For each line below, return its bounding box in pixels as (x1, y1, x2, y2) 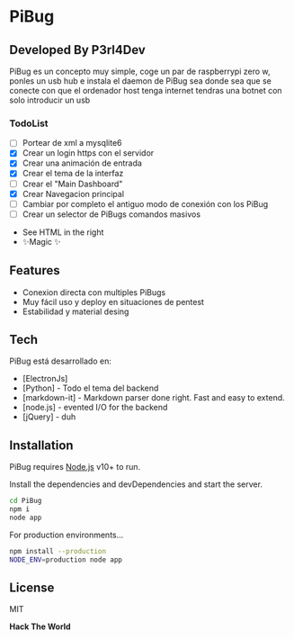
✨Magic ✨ (22, 236, 61, 247)
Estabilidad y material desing (22, 306, 129, 317)
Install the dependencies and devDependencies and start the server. (9, 479, 263, 490)
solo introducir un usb (9, 94, 91, 105)
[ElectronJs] (22, 373, 68, 384)
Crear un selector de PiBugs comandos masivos (22, 209, 200, 220)
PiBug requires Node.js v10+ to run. (9, 462, 141, 472)
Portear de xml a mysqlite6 (22, 138, 123, 148)
